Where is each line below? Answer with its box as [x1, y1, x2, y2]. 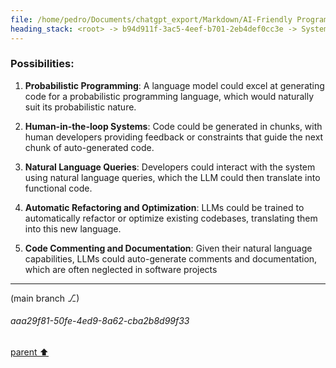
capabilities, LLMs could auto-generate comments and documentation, [24, 252, 318, 265]
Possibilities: [10, 57, 75, 71]
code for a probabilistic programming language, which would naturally [24, 90, 315, 102]
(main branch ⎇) [10, 292, 80, 304]
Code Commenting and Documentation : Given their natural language [24, 242, 313, 254]
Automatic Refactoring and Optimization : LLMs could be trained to [24, 201, 305, 213]
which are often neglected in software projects [24, 263, 218, 275]
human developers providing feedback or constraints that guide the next [24, 131, 324, 143]
